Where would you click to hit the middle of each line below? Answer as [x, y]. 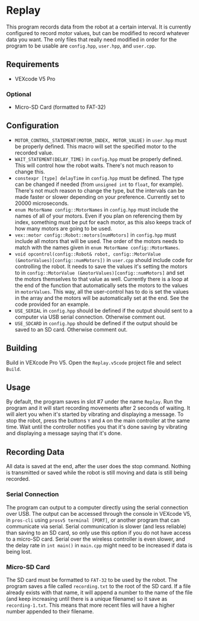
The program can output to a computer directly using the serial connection [97, 507]
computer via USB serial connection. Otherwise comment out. [90, 317]
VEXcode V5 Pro [35, 78]
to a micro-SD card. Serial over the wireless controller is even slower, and [96, 539]
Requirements [33, 64]
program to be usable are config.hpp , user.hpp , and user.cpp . [81, 46]
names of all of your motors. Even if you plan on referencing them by [98, 216]
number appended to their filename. [50, 611]
